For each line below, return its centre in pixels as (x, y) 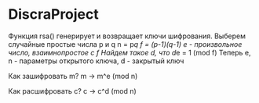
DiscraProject (54, 14)
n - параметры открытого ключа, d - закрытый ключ (96, 61)
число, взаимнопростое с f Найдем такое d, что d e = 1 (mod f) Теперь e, (129, 52)
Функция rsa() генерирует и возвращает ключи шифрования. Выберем (127, 36)
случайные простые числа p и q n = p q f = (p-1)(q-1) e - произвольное (125, 44)
